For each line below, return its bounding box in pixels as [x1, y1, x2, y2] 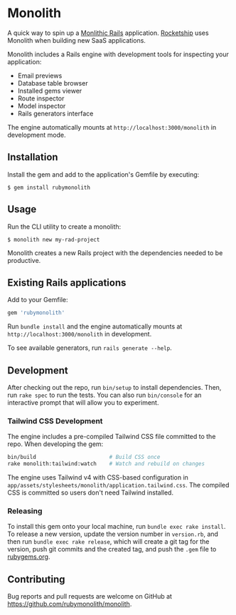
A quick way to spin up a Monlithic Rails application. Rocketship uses [7, 29, 209, 37]
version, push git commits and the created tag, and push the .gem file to [7, 545, 217, 554]
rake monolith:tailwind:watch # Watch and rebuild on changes [7, 460, 205, 467]
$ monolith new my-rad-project [7, 236, 100, 243]
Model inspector [17, 101, 66, 110]
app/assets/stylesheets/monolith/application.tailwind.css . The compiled [7, 481, 230, 490]
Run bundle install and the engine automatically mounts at [7, 322, 183, 331]
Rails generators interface [17, 109, 94, 118]
